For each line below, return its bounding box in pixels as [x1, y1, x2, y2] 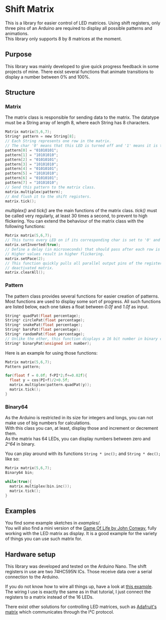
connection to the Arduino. [5, 574, 60, 580]
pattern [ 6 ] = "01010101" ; [5, 175, 58, 181]
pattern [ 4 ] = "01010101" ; [5, 166, 58, 171]
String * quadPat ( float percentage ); [5, 313, 81, 318]
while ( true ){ [5, 479, 32, 484]
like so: [5, 456, 20, 462]
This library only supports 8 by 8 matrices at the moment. [5, 36, 122, 42]
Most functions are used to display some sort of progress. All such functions [5, 298, 161, 304]
